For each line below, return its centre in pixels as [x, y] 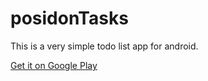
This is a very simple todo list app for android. [104, 46]
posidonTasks [69, 18]
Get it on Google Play [54, 65]
